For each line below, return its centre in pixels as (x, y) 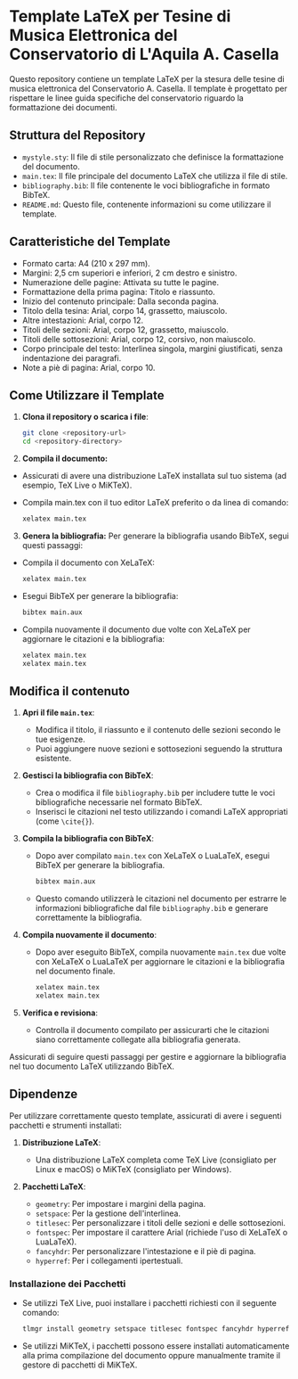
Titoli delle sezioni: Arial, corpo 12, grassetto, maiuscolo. (125, 329)
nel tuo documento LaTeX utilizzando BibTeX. (92, 1066)
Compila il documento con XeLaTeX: (89, 562)
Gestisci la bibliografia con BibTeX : (88, 776)
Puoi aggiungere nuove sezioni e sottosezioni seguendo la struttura (159, 749)
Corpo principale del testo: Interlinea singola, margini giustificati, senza (152, 349)
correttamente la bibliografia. (89, 918)
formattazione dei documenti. (63, 107)
